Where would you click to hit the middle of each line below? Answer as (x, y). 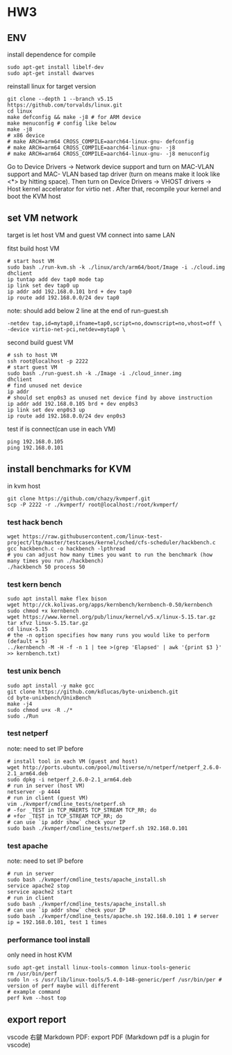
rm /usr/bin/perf (32, 974)
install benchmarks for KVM (69, 469)
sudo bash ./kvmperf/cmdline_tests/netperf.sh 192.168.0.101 (98, 828)
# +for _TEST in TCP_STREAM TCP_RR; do (65, 816)
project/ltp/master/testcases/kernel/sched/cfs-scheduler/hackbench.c (111, 542)
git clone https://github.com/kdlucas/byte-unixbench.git (93, 692)
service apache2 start (40, 892)
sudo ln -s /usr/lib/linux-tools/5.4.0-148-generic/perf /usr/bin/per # (115, 980)
